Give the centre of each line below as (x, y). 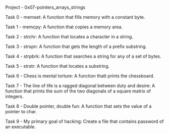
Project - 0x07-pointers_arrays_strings (45, 7)
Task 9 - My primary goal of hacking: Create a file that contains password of (84, 121)
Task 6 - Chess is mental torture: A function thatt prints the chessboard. (80, 76)
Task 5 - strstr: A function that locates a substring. (58, 66)
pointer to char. (21, 111)
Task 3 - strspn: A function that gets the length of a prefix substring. (76, 47)
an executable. (21, 127)
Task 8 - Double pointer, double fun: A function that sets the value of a (78, 106)
